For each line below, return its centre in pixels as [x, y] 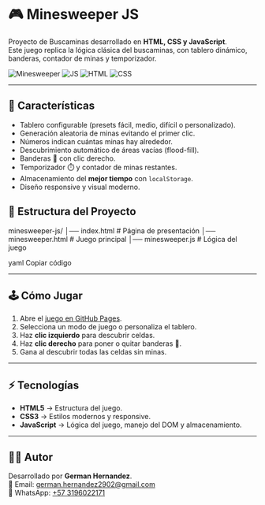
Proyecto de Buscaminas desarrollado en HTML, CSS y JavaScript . [118, 41]
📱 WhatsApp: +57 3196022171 [57, 493]
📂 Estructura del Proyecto [72, 212]
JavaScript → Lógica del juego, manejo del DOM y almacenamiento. [131, 425]
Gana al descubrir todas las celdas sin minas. [93, 352]
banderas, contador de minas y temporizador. [82, 58]
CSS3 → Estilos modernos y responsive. [85, 417]
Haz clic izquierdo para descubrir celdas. [87, 336]
